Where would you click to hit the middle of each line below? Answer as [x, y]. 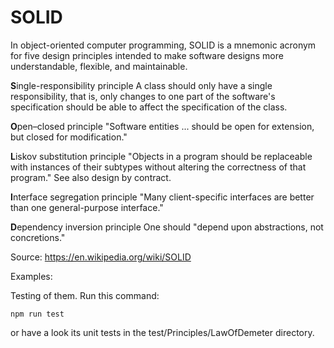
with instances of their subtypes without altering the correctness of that [158, 167]
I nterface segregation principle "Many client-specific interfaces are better [162, 197]
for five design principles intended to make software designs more [147, 55]
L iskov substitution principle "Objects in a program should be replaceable [161, 156]
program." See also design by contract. [91, 177]
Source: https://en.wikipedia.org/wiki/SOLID [101, 257]
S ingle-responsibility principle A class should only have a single [141, 85]
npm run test [37, 314]
